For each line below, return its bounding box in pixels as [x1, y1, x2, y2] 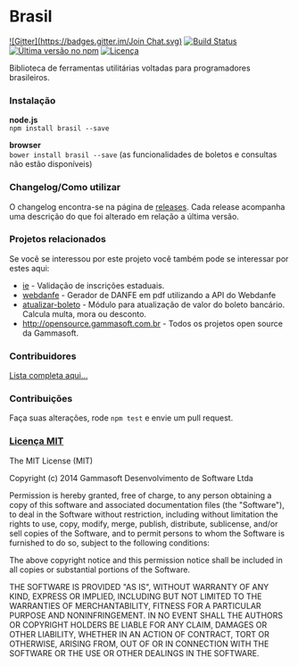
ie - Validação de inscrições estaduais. [21, 279, 165, 291]
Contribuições [9, 393, 73, 405]
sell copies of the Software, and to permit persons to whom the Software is [9, 528, 286, 538]
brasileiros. [9, 71, 51, 82]
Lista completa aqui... [9, 370, 88, 381]
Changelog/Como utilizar [9, 181, 121, 194]
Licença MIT [9, 435, 64, 447]
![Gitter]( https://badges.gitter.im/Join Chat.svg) [9, 36, 183, 46]
